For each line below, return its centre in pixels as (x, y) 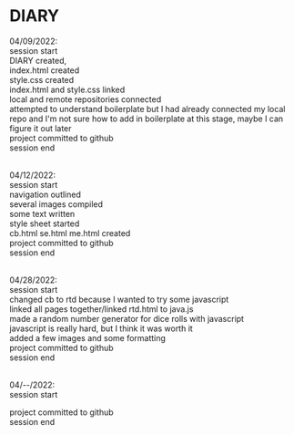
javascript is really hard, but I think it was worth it (101, 328)
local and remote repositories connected (86, 99)
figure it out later (41, 128)
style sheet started (45, 223)
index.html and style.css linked (67, 89)
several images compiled (56, 204)
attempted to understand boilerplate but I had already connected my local (147, 109)
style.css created (42, 79)
